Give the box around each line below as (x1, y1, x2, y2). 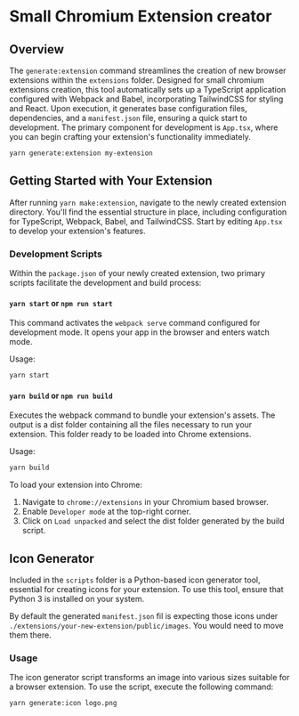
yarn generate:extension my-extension (9, 149, 153, 158)
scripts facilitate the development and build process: (9, 277, 202, 288)
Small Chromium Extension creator (9, 6, 272, 27)
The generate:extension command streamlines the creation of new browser (9, 65, 287, 76)
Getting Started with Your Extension (9, 174, 213, 189)
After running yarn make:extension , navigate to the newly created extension (9, 197, 287, 207)
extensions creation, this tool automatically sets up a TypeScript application (9, 85, 287, 94)
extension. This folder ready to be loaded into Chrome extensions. (9, 429, 252, 440)
